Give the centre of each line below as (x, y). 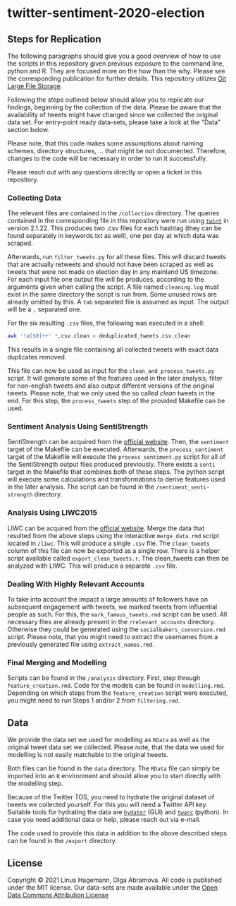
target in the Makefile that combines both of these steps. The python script (116, 472)
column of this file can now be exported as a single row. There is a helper (114, 550)
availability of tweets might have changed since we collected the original (113, 115)
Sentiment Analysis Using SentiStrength (78, 427)
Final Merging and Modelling (57, 662)
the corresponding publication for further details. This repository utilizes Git (117, 78)
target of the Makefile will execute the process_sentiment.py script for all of (117, 457)
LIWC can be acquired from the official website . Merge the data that (106, 528)
